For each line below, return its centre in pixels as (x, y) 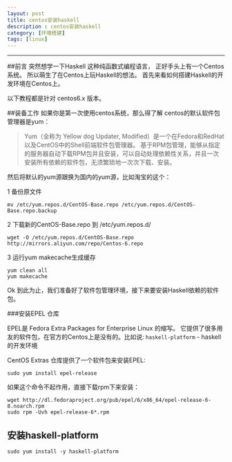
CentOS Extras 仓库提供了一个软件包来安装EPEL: (76, 360)
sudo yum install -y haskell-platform (63, 451)
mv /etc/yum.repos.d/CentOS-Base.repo (63, 205)
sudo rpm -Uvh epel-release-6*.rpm (58, 412)
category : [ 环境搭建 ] (36, 33)
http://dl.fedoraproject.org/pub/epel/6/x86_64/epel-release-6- (117, 400)
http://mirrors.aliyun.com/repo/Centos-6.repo (75, 244)
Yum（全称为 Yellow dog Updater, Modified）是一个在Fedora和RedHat (124, 136)
